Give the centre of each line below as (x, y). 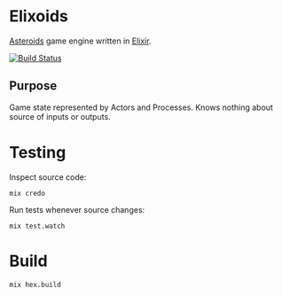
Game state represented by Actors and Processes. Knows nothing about (141, 107)
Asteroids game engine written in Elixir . (80, 41)
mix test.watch (37, 226)
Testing (38, 152)
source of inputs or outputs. (60, 116)
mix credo (27, 193)
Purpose (33, 86)
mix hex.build (35, 284)
